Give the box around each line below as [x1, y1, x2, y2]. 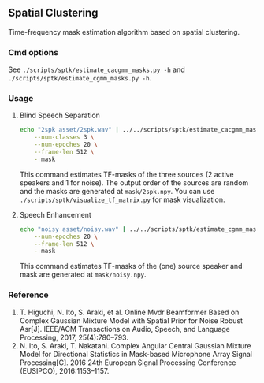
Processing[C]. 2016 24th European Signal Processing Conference [19, 358, 236, 367]
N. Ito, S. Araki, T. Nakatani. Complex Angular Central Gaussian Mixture [19, 340, 251, 350]
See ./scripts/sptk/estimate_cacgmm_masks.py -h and [8, 65, 185, 74]
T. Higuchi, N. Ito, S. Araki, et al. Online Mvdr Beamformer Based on [19, 307, 240, 317]
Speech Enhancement [19, 210, 92, 219]
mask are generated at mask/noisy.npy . [19, 270, 147, 279]
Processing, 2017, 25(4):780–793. [19, 333, 128, 342]
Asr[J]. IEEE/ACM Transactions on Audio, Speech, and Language [19, 324, 231, 333]
